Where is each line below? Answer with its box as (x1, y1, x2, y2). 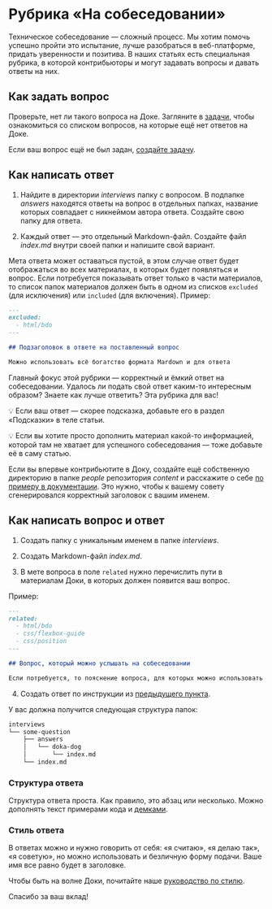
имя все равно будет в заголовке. (8, 860, 127, 870)
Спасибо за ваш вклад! (8, 892, 89, 902)
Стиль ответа (8, 824, 65, 836)
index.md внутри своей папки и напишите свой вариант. (19, 240, 215, 250)
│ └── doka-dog (23, 743, 82, 751)
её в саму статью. (8, 448, 71, 458)
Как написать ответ (8, 168, 114, 182)
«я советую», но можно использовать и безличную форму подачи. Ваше (8, 851, 262, 862)
